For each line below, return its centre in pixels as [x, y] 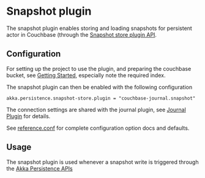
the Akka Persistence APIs [39, 168]
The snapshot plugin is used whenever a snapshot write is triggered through [102, 162]
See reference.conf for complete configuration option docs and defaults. [98, 128]
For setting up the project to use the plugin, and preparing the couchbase [99, 69]
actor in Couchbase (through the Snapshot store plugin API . [82, 34]
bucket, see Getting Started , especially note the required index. [86, 75]
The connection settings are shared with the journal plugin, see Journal [96, 109]
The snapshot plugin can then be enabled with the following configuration [99, 87]
